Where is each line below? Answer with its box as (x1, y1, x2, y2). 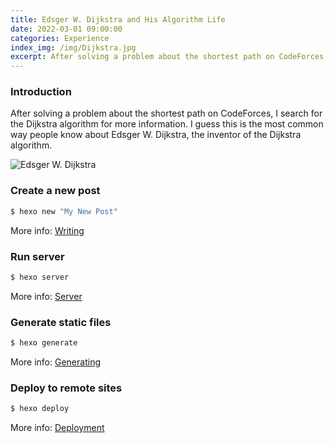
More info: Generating (10, 356, 101, 368)
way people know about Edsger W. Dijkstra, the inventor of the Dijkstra (10, 129, 302, 141)
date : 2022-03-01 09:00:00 (10, 24, 123, 34)
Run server (10, 249, 65, 263)
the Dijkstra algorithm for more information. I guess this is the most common (10, 118, 324, 130)
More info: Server (10, 290, 83, 302)
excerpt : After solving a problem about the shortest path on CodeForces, (10, 52, 329, 62)
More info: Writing (10, 224, 85, 236)
